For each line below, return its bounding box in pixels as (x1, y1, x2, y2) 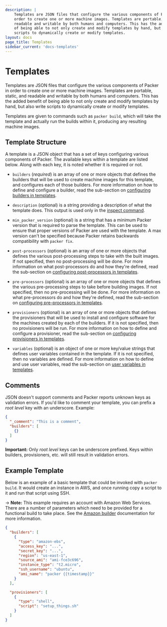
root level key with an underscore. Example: (5, 405, 95, 411)
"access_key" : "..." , (18, 543, 64, 549)
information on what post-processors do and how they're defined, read (12, 264, 158, 270)
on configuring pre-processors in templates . (12, 300, 103, 306)
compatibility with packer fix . (12, 238, 74, 244)
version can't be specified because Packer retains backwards (12, 233, 139, 239)
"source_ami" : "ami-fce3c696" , (18, 558, 83, 563)
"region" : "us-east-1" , (18, 553, 68, 558)
